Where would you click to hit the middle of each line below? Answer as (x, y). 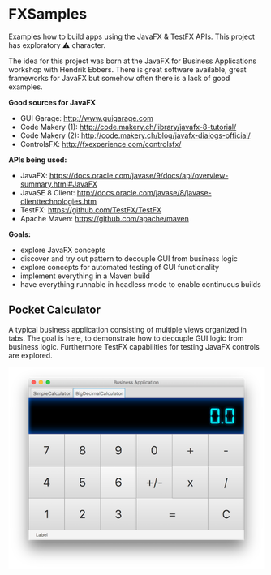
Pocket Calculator (55, 310)
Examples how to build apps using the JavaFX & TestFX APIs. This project (132, 36)
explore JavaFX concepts (63, 250)
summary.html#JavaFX (59, 184)
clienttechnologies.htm (58, 201)
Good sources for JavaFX (52, 102)
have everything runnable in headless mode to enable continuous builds (140, 284)
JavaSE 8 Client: (47, 192)
